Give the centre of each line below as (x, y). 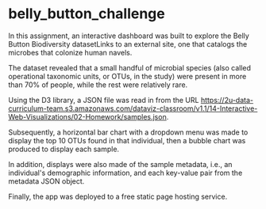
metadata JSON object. (46, 181)
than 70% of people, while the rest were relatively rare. (98, 85)
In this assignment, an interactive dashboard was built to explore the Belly (129, 36)
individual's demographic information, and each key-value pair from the (125, 173)
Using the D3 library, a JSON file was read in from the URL (104, 100)
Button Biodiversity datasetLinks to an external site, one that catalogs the (128, 44)
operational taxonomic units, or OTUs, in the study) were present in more (127, 76)
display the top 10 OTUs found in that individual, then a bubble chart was (127, 140)
